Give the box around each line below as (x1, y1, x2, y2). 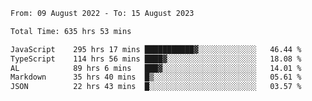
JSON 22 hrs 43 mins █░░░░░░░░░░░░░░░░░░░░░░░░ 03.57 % (10, 82, 302, 92)
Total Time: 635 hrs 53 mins (10, 26, 132, 36)
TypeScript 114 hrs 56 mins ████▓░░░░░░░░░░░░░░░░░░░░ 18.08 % (10, 54, 302, 64)
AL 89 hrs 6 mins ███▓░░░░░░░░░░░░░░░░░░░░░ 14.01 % (10, 63, 302, 73)
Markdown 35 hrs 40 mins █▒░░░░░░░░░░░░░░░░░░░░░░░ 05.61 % (10, 72, 302, 83)
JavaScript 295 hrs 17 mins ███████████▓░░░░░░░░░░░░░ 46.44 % (10, 44, 302, 54)
